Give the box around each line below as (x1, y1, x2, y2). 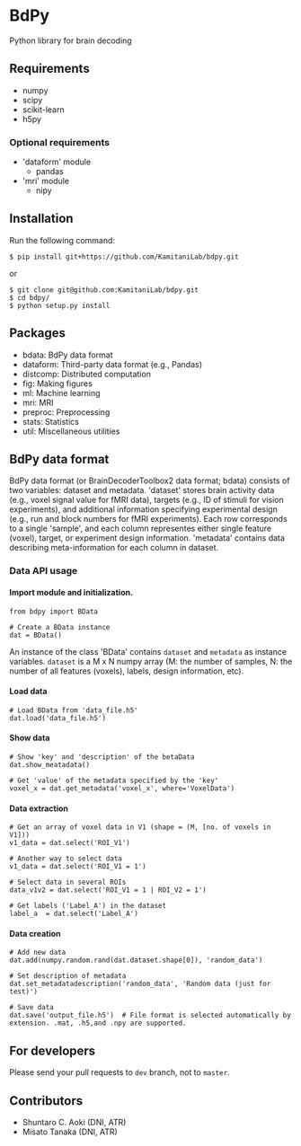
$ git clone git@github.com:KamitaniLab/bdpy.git (9, 285, 199, 295)
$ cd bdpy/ (9, 293, 50, 302)
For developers (9, 1043, 96, 1058)
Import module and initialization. (9, 587, 133, 597)
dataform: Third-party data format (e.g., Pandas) (22, 358, 203, 369)
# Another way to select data (9, 854, 123, 863)
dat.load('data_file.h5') (9, 713, 106, 723)
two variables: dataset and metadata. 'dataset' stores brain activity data (9, 485, 275, 496)
